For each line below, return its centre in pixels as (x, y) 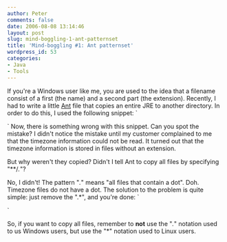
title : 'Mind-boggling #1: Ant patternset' (71, 46)
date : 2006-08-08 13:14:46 (46, 26)
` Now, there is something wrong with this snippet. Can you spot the (103, 126)
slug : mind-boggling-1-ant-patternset (63, 39)
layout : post (26, 33)
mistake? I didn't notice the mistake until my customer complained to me (109, 133)
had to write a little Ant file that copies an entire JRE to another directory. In (113, 105)
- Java (17, 65)
